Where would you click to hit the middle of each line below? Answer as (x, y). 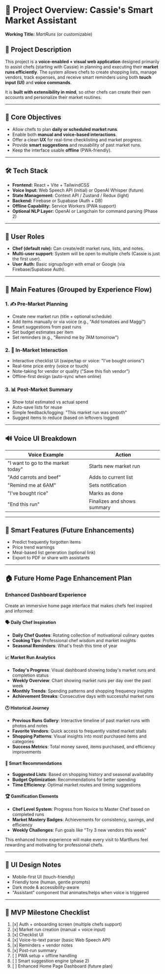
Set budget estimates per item (43, 332)
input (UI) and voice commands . (39, 82)
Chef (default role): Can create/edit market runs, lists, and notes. (78, 249)
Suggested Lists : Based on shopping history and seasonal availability (83, 774)
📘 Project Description (38, 49)
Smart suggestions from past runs (47, 326)
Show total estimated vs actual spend (50, 402)
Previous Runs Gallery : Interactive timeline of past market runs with (81, 720)
